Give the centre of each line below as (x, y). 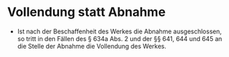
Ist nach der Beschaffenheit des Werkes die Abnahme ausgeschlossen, (119, 31)
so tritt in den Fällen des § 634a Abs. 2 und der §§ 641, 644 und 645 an (120, 38)
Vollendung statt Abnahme (86, 12)
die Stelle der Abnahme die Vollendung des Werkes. (92, 46)
